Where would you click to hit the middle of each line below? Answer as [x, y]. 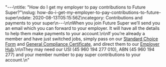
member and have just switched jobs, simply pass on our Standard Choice [82, 39]
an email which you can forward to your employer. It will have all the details [82, 28]
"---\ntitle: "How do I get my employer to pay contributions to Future [75, 7]
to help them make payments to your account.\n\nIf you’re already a [75, 33]
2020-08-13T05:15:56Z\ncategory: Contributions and [87, 18]
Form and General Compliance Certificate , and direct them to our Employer [82, 44]
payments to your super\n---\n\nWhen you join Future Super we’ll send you [83, 23]
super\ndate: [18, 18]
